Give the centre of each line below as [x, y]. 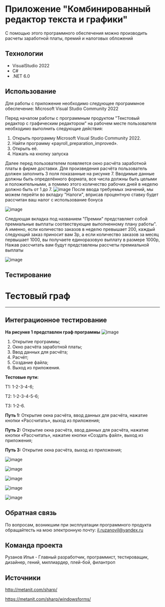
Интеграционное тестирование [56, 320]
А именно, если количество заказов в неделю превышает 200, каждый [80, 229]
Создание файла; [30, 362]
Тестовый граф [38, 296]
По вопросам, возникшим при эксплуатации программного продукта [78, 524]
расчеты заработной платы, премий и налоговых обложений [69, 38]
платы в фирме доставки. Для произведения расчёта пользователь [76, 168]
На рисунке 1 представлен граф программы [53, 332]
